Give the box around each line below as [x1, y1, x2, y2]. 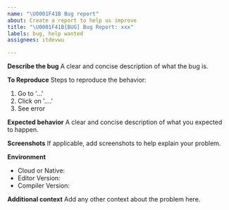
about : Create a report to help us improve [7, 17, 137, 24]
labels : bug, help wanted [7, 30, 83, 37]
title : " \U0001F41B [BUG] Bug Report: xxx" [7, 23, 134, 30]
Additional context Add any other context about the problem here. [7, 195, 201, 204]
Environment [7, 153, 46, 161]
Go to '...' [17, 89, 44, 98]
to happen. [7, 125, 39, 134]
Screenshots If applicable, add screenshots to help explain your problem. [7, 139, 221, 148]
